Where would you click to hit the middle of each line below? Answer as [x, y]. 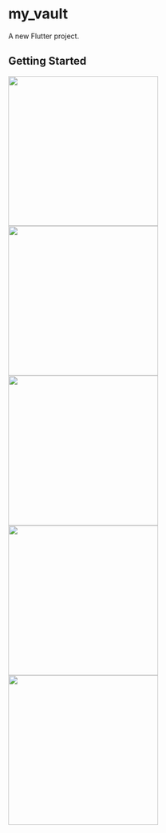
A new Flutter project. [44, 36]
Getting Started [47, 61]
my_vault [38, 14]
